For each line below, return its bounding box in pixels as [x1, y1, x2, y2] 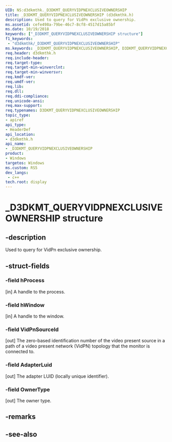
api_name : [5, 141, 27, 146]
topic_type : [5, 113, 31, 118]
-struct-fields [5, 262, 50, 270]
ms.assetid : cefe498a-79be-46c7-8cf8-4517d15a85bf [5, 22, 116, 27]
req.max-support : [5, 103, 42, 108]
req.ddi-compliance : [5, 94, 50, 99]
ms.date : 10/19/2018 [5, 27, 50, 32]
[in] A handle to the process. [5, 288, 66, 294]
